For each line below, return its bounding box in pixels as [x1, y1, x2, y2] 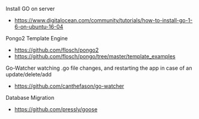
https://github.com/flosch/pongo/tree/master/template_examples [14, 53, 176, 59]
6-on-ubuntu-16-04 [14, 23, 64, 30]
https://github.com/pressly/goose [14, 106, 97, 113]
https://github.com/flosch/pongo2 [14, 46, 99, 53]
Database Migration [5, 94, 55, 101]
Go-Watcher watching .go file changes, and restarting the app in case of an [5, 64, 192, 72]
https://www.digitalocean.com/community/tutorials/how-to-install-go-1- [14, 17, 193, 23]
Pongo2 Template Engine [5, 35, 68, 41]
